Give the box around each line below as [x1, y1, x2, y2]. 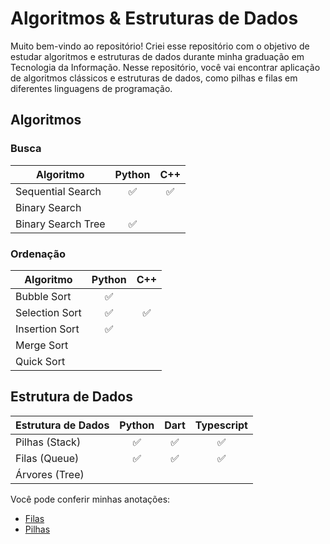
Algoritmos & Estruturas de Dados [10, 7, 299, 30]
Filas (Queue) [15, 451, 80, 465]
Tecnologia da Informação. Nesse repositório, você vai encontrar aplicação [10, 61, 321, 73]
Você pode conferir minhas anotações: [10, 493, 171, 505]
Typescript [194, 418, 248, 432]
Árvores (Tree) [15, 467, 85, 481]
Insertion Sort [15, 322, 80, 336]
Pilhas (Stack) [15, 435, 82, 449]
